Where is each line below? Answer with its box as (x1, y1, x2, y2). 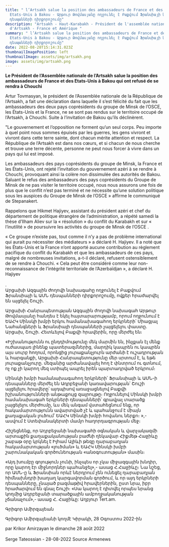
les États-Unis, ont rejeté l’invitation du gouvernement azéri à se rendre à (5, 166, 157, 172)
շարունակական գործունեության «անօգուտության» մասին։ (5, 449, 145, 455)
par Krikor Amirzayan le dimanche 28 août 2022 (5, 525, 105, 531)
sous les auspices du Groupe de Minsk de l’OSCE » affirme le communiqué (5, 193, 160, 199)
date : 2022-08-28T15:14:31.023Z (5, 45, 73, 50)
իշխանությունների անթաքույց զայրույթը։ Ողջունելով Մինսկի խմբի (5, 391, 162, 398)
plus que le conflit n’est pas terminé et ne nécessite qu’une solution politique (5, 187, 164, 194)
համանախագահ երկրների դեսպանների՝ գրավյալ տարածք (5, 397, 145, 403)
